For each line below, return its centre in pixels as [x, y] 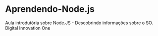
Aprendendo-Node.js [50, 9]
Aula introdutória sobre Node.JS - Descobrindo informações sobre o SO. [79, 23]
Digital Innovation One [28, 28]
